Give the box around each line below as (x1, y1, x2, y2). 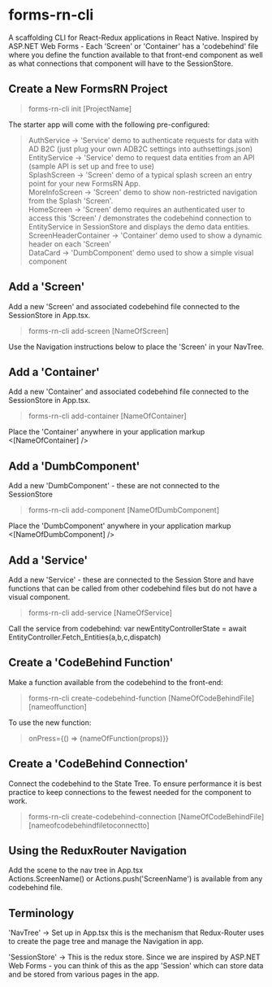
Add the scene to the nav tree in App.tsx (8, 865, 144, 876)
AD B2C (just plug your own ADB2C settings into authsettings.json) (28, 144, 253, 154)
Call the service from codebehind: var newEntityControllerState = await (8, 624, 247, 633)
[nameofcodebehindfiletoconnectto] (28, 820, 150, 830)
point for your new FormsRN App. (28, 178, 140, 188)
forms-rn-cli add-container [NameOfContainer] (28, 411, 187, 421)
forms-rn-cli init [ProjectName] (28, 103, 132, 113)
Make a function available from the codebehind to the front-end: (8, 677, 223, 687)
